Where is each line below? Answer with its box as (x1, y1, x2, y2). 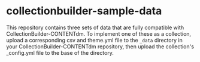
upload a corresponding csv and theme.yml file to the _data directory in (6, 36, 183, 44)
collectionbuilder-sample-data (6, 4, 162, 18)
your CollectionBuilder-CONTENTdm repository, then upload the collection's (6, 43, 195, 50)
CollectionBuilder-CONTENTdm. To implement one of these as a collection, (6, 30, 192, 37)
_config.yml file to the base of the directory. (6, 49, 114, 56)
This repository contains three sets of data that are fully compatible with (6, 24, 184, 31)
